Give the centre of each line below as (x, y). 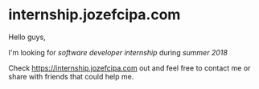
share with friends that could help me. (71, 76)
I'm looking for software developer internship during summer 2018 (118, 52)
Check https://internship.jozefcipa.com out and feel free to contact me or (129, 68)
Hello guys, (27, 37)
